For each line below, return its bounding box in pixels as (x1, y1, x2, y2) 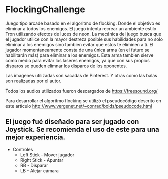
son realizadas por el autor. (5, 78, 62, 84)
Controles (12, 146, 33, 152)
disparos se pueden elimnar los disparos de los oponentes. (5, 63, 127, 69)
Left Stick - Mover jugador (20, 152, 74, 158)
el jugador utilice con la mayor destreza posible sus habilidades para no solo (5, 36, 163, 42)
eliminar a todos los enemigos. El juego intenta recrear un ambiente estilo (5, 25, 157, 31)
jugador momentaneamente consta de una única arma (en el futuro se (5, 47, 150, 53)
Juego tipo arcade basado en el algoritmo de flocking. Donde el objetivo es (5, 20, 161, 26)
